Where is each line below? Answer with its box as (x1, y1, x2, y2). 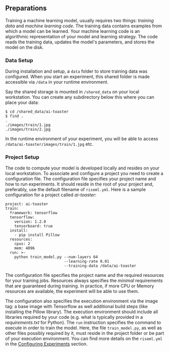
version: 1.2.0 (14, 219, 46, 224)
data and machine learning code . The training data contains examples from (5, 23, 162, 29)
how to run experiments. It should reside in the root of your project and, (5, 181, 154, 187)
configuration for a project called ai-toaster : (5, 192, 97, 198)
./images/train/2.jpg (5, 127, 51, 132)
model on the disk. (5, 44, 44, 50)
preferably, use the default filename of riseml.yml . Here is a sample (5, 187, 146, 193)
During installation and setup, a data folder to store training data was (5, 68, 148, 75)
